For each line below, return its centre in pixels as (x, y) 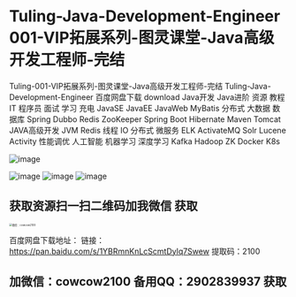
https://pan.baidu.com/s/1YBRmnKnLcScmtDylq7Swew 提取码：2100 (135, 251)
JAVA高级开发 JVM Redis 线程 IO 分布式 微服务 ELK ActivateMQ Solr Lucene (148, 130)
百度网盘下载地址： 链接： (57, 240)
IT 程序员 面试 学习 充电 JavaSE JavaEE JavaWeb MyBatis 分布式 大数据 (140, 108)
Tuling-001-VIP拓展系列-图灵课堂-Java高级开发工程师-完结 (116, 86)
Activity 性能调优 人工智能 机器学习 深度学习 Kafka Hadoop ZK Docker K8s (145, 141)
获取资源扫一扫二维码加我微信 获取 (103, 206)
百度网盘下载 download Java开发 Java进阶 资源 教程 (190, 97)
